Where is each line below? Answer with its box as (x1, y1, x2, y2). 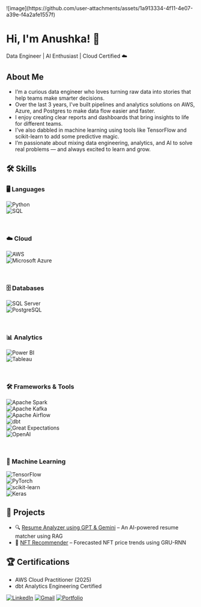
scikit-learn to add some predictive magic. (14, 132, 120, 140)
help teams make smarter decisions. (14, 94, 105, 102)
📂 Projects (6, 507, 46, 518)
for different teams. (14, 120, 63, 127)
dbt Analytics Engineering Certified (14, 582, 102, 590)
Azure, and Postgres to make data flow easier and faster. (14, 107, 156, 114)
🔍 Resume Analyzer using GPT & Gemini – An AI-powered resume (14, 523, 179, 531)
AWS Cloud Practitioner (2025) (14, 576, 92, 583)
